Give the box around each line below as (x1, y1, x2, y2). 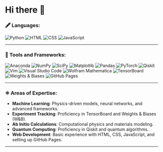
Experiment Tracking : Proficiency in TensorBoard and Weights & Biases (12, 111, 157, 117)
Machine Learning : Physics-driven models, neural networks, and (12, 101, 143, 106)
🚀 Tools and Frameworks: (5, 51, 66, 58)
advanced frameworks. (12, 106, 59, 112)
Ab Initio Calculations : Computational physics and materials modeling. (12, 121, 154, 127)
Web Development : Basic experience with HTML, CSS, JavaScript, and (12, 132, 155, 137)
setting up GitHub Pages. (12, 137, 63, 143)
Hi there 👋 (5, 4, 45, 16)
